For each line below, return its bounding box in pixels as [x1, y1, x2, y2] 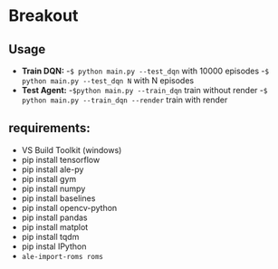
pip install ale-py [21, 164, 84, 175]
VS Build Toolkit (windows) [21, 144, 122, 155]
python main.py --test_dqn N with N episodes [21, 75, 195, 86]
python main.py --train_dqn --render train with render [21, 94, 228, 105]
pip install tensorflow [21, 154, 101, 165]
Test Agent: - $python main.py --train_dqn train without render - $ [21, 85, 268, 95]
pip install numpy [21, 183, 86, 194]
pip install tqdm [21, 231, 80, 242]
